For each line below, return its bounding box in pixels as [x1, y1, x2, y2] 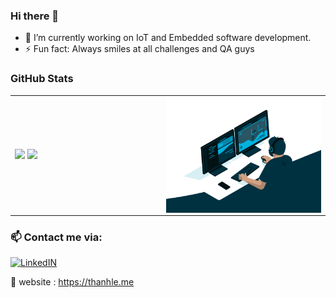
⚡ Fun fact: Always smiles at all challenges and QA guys [24, 43, 255, 55]
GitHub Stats [10, 72, 74, 86]
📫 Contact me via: [10, 230, 103, 244]
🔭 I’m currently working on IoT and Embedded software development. [24, 32, 312, 44]
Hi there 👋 [10, 9, 60, 23]
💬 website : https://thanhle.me [10, 276, 135, 288]
